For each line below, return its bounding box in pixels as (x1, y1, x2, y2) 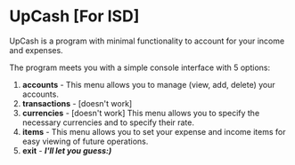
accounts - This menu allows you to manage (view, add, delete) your (21, 79, 276, 90)
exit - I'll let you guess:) (21, 145, 112, 156)
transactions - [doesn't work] (21, 98, 133, 108)
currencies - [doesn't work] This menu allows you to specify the (21, 107, 260, 118)
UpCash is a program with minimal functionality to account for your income (9, 35, 285, 46)
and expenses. (9, 44, 64, 55)
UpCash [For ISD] (9, 6, 140, 27)
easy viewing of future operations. (21, 136, 149, 146)
